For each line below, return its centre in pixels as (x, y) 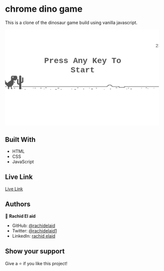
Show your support (35, 251)
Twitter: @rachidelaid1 (34, 230)
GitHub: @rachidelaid (33, 226)
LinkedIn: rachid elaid (34, 236)
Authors (18, 204)
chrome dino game (44, 9)
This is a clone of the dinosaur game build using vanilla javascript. (71, 23)
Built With (20, 140)
